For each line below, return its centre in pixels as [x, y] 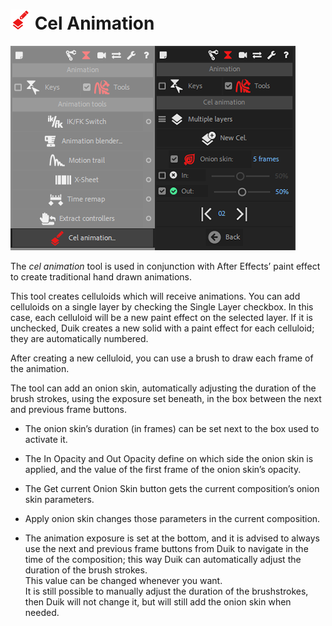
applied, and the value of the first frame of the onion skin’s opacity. [163, 469]
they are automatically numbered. [79, 338]
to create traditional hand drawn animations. [101, 276]
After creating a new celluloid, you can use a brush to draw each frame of [162, 358]
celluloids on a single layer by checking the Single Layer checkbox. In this [162, 306]
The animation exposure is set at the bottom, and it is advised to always [172, 538]
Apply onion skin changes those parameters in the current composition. [172, 518]
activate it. [46, 439]
